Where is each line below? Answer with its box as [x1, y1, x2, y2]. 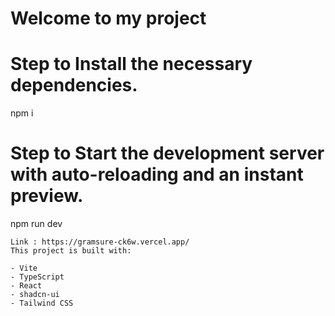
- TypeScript [10, 272, 65, 282]
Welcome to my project [10, 7, 207, 30]
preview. [10, 185, 84, 207]
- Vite [10, 263, 38, 274]
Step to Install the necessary [10, 53, 253, 76]
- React [10, 281, 43, 291]
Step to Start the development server [10, 142, 325, 165]
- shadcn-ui [10, 290, 60, 300]
